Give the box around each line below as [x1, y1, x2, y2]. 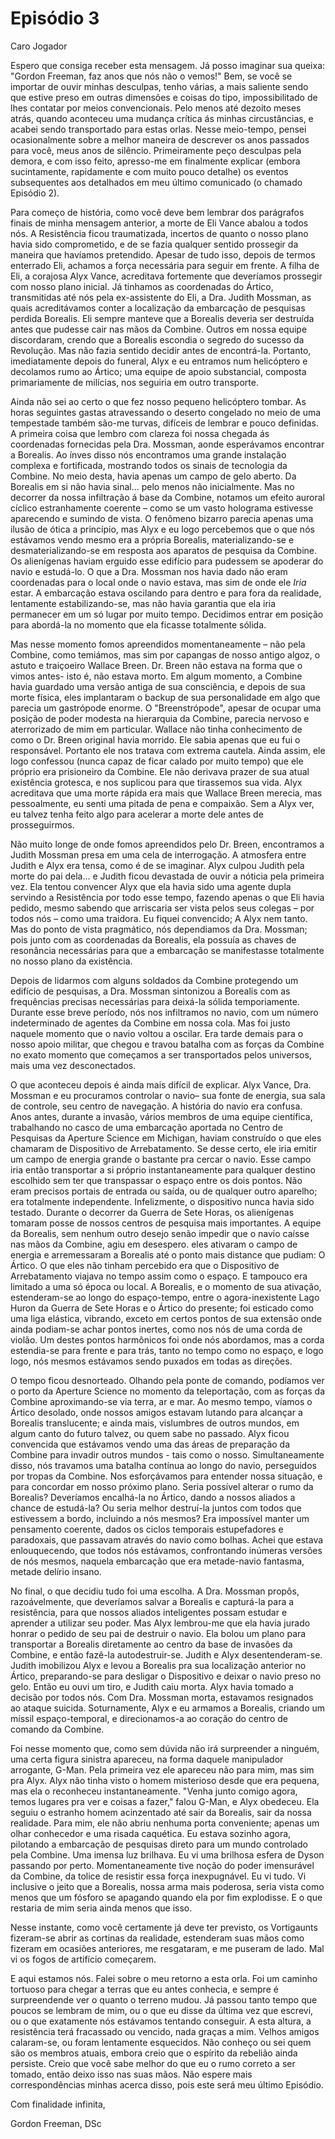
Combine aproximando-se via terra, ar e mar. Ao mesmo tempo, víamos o [10, 1395, 313, 1407]
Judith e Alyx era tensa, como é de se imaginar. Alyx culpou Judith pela [10, 859, 305, 871]
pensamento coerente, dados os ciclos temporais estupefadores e [10, 1523, 284, 1535]
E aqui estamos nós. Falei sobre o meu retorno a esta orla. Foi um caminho [10, 1972, 318, 1984]
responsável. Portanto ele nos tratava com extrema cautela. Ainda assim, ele [10, 744, 326, 756]
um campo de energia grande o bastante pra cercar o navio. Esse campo [10, 1153, 312, 1165]
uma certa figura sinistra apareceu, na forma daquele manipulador [10, 1753, 284, 1765]
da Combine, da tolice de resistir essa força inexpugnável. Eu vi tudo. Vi [10, 1870, 307, 1882]
